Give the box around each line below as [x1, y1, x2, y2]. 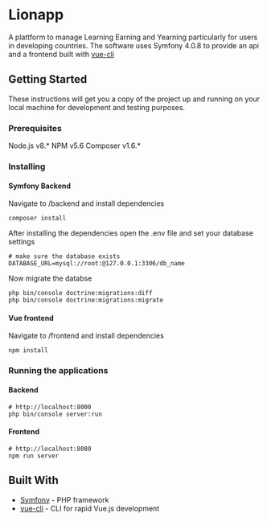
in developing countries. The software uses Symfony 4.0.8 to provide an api [8, 40, 260, 50]
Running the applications [8, 365, 109, 376]
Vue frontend [8, 313, 54, 322]
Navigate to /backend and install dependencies [8, 199, 165, 208]
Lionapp [8, 6, 64, 24]
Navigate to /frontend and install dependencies [8, 331, 165, 341]
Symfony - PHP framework [19, 494, 109, 504]
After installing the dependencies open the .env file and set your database [8, 228, 253, 238]
